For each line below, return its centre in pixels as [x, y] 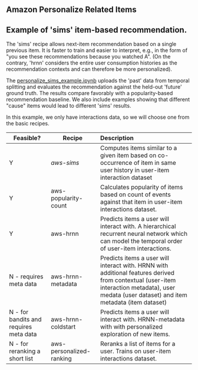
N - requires [26, 277]
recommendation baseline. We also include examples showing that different [98, 99]
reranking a [25, 351]
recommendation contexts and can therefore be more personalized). [89, 69]
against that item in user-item [141, 202]
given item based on [128, 155]
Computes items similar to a [138, 148]
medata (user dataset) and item [143, 295]
